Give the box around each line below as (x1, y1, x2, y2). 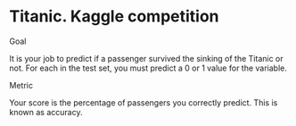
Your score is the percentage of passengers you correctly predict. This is (9, 97, 278, 108)
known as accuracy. (9, 106, 83, 117)
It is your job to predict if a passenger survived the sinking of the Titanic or (9, 53, 284, 63)
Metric (9, 80, 34, 90)
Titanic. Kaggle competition (9, 6, 220, 27)
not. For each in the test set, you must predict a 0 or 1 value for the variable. (9, 63, 288, 73)
